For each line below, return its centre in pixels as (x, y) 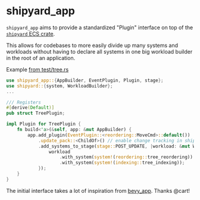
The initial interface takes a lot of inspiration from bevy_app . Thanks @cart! (98, 190)
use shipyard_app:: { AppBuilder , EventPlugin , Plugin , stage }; (85, 80)
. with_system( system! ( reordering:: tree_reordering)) (126, 157)
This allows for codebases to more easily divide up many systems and (92, 45)
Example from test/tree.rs (37, 69)
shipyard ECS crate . (31, 33)
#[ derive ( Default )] (30, 108)
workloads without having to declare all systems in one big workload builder (99, 51)
